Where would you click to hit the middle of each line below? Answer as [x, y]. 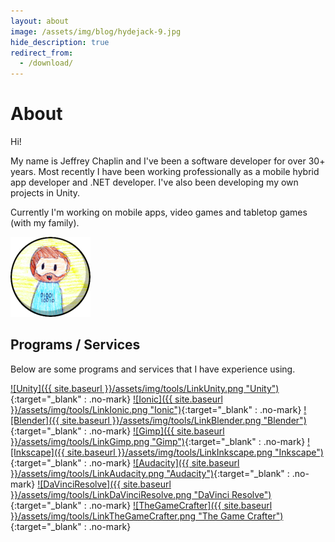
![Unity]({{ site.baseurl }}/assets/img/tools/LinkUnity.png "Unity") [145, 388]
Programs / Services [75, 345]
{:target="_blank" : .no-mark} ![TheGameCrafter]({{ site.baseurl [141, 505]
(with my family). [45, 223]
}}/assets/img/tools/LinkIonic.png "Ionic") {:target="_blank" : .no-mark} [156, 409]
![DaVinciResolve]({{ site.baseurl [104, 484]
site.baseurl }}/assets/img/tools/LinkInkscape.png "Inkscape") [195, 452]
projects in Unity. [45, 193]
